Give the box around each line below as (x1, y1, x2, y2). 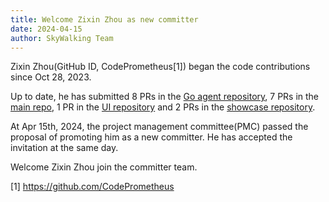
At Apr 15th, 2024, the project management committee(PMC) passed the (10, 121, 309, 133)
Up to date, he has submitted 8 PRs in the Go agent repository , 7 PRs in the (10, 91, 320, 103)
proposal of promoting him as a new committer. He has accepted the (10, 131, 293, 143)
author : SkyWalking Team (10, 33, 114, 43)
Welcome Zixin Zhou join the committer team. (10, 161, 198, 173)
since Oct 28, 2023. (10, 71, 92, 83)
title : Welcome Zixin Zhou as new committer (10, 14, 199, 25)
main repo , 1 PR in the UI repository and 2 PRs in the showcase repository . (10, 101, 316, 113)
